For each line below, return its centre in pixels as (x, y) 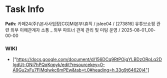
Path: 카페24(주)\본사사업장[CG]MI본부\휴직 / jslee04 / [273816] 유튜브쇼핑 (80, 23)
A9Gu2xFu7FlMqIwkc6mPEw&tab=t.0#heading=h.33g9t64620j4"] (81, 70)
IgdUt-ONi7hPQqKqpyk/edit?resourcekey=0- (58, 65)
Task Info (25, 9)
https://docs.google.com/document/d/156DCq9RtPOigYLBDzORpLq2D (89, 59)
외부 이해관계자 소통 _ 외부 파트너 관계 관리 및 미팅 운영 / (65, 30)
